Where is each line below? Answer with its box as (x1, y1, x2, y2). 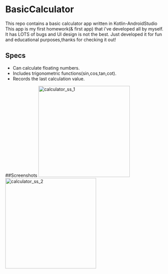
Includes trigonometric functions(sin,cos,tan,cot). (12, 70, 117, 76)
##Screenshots (5, 172, 38, 178)
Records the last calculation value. (12, 75, 85, 82)
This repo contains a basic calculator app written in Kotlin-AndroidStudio (5, 20, 158, 26)
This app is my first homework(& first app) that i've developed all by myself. (5, 25, 164, 32)
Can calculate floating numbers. (12, 65, 80, 71)
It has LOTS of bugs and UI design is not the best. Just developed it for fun (5, 31, 162, 37)
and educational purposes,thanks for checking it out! (5, 37, 116, 43)
